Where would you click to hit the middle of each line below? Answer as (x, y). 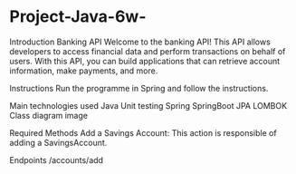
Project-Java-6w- (78, 17)
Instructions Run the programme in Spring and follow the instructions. (139, 88)
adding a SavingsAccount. (58, 142)
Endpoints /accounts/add (57, 159)
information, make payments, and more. (84, 71)
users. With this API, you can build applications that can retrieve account (145, 61)
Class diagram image (49, 115)
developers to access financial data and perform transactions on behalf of (148, 51)
